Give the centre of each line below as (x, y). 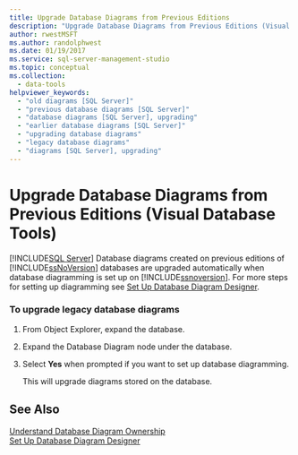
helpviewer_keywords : (50, 92)
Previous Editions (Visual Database (142, 214)
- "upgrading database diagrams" (80, 134)
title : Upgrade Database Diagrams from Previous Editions (119, 17)
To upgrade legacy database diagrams (95, 310)
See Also (34, 410)
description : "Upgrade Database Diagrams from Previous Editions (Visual (150, 26)
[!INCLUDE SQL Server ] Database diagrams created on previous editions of (147, 258)
